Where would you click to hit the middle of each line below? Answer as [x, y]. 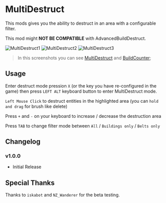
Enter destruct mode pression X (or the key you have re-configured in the [81, 86]
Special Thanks [30, 183]
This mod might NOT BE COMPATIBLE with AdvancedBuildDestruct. [76, 38]
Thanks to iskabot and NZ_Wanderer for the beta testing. [63, 195]
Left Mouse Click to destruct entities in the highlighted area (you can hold [82, 101]
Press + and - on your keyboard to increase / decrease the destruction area [83, 116]
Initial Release [27, 167]
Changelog [23, 142]
